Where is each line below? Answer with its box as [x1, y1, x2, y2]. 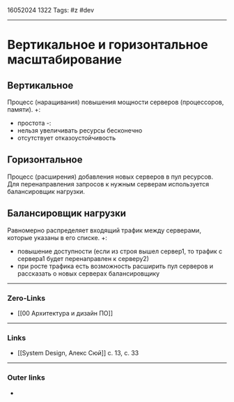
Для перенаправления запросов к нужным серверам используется [7, 179, 210, 188]
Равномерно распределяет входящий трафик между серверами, [7, 226, 202, 234]
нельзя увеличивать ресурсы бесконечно [17, 126, 143, 135]
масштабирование [7, 52, 122, 68]
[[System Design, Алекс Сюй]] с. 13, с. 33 [17, 349, 139, 357]
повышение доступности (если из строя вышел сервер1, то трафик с [17, 247, 223, 255]
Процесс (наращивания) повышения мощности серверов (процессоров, [7, 98, 224, 106]
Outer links [7, 373, 45, 382]
